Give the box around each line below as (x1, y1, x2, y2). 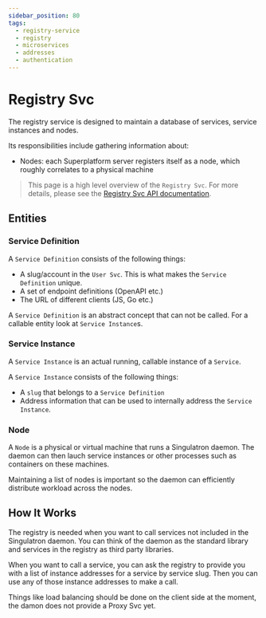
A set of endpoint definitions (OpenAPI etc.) (19, 286, 163, 296)
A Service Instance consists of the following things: (8, 372, 179, 381)
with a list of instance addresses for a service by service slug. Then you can (8, 568, 258, 578)
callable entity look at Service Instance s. (8, 318, 143, 328)
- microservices (15, 41, 69, 49)
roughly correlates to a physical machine (19, 164, 154, 174)
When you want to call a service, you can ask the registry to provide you (8, 560, 245, 569)
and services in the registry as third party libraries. (8, 544, 174, 554)
